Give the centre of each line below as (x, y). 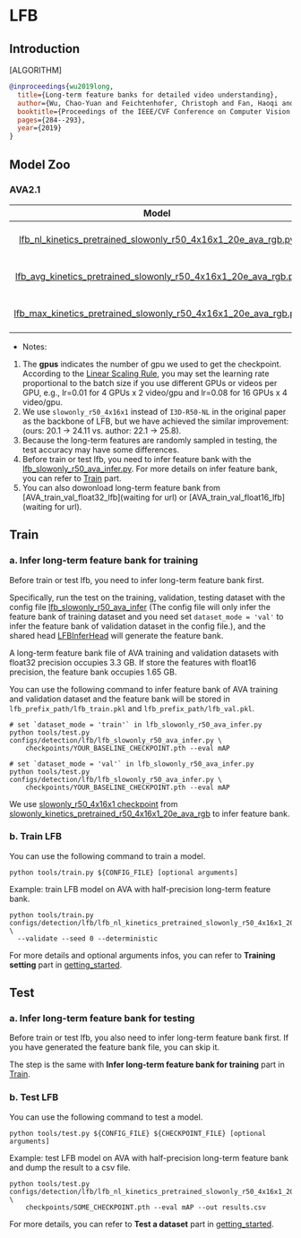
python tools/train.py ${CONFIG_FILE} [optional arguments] (124, 873)
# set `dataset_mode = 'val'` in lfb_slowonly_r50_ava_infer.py (132, 764)
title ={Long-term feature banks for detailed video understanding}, (148, 95)
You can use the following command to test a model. (106, 1117)
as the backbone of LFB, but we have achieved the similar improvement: (155, 421)
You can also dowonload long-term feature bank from (121, 487)
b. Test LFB (34, 1097)
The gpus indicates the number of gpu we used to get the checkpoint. (152, 364)
